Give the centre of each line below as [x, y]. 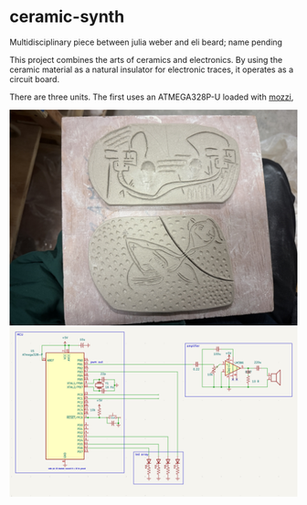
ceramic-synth [67, 17]
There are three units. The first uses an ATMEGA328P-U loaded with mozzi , [152, 97]
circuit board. [35, 79]
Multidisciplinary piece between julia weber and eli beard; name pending [146, 42]
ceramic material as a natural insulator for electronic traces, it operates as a [152, 69]
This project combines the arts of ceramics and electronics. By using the [146, 59]
